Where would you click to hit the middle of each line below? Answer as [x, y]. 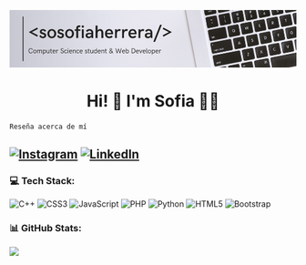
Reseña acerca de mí [49, 127]
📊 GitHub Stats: [46, 229]
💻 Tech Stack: [42, 181]
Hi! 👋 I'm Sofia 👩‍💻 [153, 101]
